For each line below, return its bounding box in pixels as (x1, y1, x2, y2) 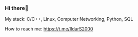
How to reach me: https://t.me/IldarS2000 (5, 26, 93, 32)
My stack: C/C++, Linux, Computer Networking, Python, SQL (5, 16, 133, 22)
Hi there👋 (5, 5, 29, 12)
